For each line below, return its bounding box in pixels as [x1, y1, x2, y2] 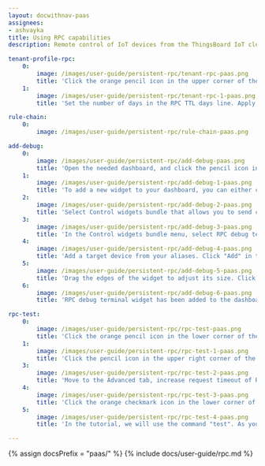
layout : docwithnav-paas [8, 11, 90, 20]
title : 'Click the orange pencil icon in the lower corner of [36, 332, 245, 340]
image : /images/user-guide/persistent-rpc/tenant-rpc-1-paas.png [36, 91, 256, 99]
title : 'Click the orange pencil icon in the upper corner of [36, 76, 245, 85]
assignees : [8, 19, 44, 27]
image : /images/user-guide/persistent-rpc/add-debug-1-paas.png [36, 179, 252, 187]
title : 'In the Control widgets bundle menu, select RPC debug [36, 230, 248, 238]
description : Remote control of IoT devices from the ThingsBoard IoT [8, 41, 245, 49]
